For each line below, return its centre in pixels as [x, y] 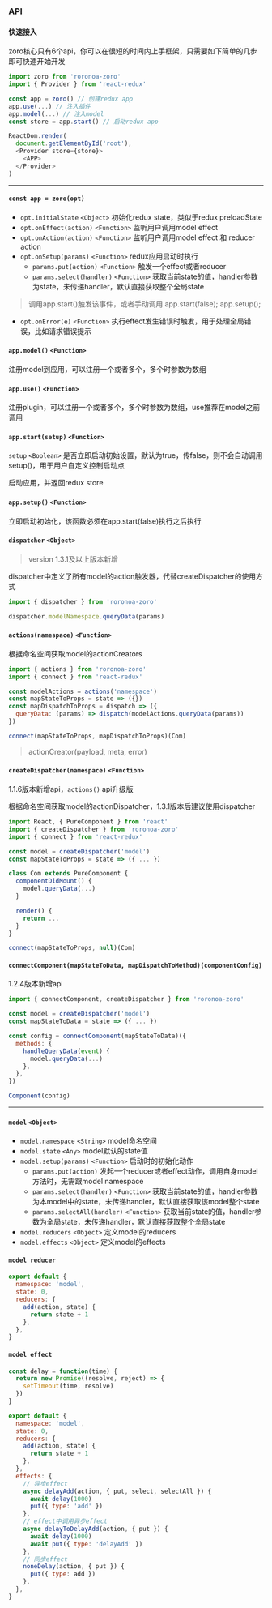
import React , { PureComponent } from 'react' [88, 822]
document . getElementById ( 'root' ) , [74, 143]
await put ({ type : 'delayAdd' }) [86, 1544]
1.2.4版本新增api [36, 984]
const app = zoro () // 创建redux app [71, 99]
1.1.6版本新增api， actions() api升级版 [71, 789]
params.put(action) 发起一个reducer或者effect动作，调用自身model [145, 1171]
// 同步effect [45, 1559]
